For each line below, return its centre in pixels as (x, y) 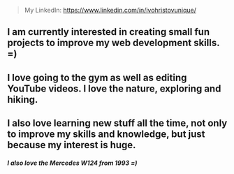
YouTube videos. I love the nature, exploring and (114, 88)
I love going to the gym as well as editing (97, 77)
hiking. (23, 100)
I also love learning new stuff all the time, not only (117, 123)
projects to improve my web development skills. (114, 43)
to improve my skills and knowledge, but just (106, 135)
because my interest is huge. (72, 145)
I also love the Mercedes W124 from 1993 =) (72, 163)
